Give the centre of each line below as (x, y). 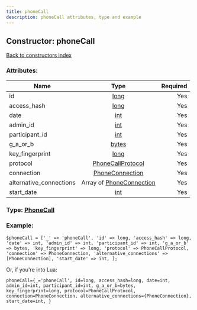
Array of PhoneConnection (118, 182)
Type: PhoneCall (30, 209)
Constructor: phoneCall (51, 41)
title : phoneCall (28, 12)
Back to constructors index (39, 55)
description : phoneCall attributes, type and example (74, 17)
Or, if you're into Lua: (32, 269)
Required (174, 86)
